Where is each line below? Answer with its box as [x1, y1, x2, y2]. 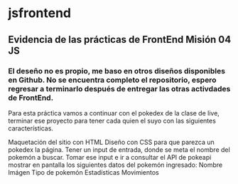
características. [8, 123, 54, 133]
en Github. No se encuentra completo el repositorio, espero [8, 75, 217, 85]
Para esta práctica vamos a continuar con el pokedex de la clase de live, [8, 108, 220, 117]
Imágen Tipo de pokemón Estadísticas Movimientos [8, 168, 159, 176]
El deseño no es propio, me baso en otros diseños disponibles [8, 66, 226, 76]
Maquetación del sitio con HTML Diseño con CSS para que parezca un [8, 138, 215, 146]
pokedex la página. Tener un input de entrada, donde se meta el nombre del [8, 145, 230, 154]
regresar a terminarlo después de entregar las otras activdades [8, 83, 231, 93]
